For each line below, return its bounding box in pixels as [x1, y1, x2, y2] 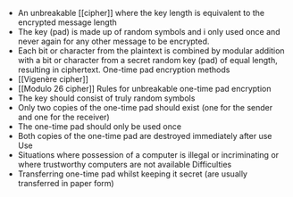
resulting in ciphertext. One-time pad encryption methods [17, 64, 230, 75]
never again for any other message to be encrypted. [17, 36, 210, 46]
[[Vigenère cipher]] [17, 74, 89, 84]
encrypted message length [17, 17, 118, 28]
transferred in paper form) [17, 178, 114, 188]
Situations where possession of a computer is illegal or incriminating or [17, 150, 280, 160]
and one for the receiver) [17, 111, 110, 122]
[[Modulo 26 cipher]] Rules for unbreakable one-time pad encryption [17, 84, 272, 94]
